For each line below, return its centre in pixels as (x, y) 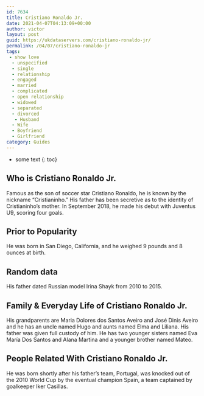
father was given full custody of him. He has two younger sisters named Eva (102, 333)
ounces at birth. (26, 252)
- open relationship (38, 97)
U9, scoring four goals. (35, 212)
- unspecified (30, 63)
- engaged (24, 80)
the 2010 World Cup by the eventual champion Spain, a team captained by (100, 380)
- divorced (26, 114)
